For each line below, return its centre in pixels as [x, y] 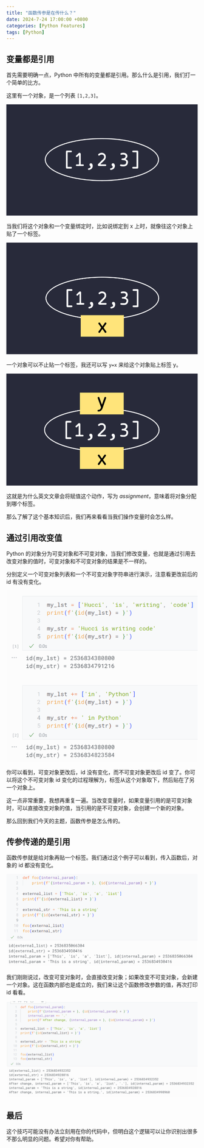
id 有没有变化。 [25, 582]
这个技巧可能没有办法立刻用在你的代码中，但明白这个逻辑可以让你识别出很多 [102, 1132]
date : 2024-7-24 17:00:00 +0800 [47, 19]
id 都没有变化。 [37, 865]
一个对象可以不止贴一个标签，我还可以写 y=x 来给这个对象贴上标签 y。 [94, 364]
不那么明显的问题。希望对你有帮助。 [52, 1139]
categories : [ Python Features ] [46, 26]
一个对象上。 [22, 787]
